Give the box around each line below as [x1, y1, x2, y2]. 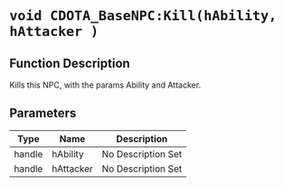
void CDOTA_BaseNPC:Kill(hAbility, [9, 7, 278, 24]
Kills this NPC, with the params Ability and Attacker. [9, 79, 202, 90]
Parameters [9, 106, 77, 121]
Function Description [9, 55, 131, 70]
